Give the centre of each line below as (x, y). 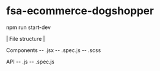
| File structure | (26, 38)
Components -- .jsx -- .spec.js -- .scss (54, 50)
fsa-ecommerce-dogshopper (80, 11)
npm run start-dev (29, 27)
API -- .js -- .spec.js (30, 62)
